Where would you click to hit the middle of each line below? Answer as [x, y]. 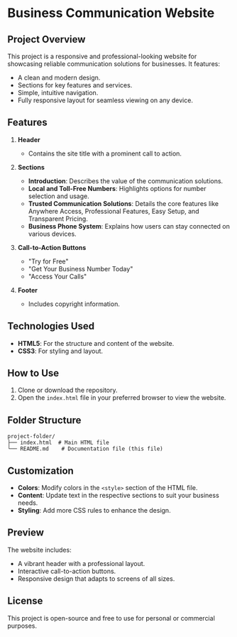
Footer [27, 290]
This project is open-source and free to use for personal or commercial [111, 618]
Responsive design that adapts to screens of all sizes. [96, 578]
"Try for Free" [48, 261]
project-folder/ [31, 437]
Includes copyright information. [74, 304]
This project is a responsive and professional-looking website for [102, 56]
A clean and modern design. [59, 77]
